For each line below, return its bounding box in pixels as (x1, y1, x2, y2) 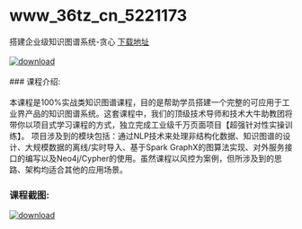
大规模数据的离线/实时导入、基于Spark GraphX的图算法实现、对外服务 (24, 141, 285, 153)
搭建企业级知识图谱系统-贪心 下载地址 (9, 36, 150, 47)
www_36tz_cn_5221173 (9, 5, 188, 26)
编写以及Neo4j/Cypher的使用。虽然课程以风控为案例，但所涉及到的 (24, 153, 274, 163)
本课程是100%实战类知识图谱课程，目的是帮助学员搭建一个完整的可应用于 (9, 96, 283, 108)
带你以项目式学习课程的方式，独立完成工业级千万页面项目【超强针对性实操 (9, 119, 285, 130)
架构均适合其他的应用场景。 (24, 163, 128, 175)
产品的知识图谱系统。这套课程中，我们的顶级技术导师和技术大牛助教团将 (24, 108, 293, 119)
